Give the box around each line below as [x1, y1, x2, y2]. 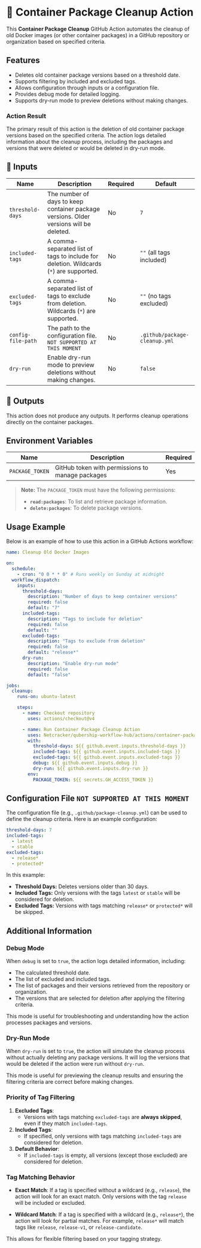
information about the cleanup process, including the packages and [6, 138, 173, 146]
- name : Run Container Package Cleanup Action [22, 726, 141, 732]
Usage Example [6, 522, 66, 532]
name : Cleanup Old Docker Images [6, 549, 90, 555]
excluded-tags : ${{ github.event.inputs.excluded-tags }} [32, 754, 181, 760]
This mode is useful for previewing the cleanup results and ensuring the [6, 1072, 184, 1079]
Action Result [6, 112, 47, 120]
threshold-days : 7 [6, 827, 52, 833]
